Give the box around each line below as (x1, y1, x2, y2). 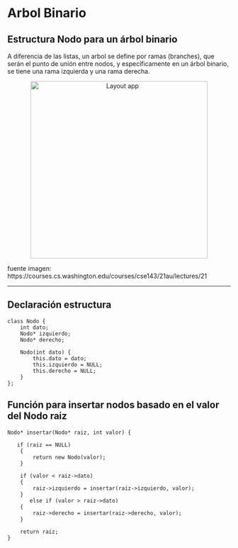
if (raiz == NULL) (16, 441, 72, 448)
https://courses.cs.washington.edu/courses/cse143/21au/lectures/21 (7, 272, 208, 280)
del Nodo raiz (7, 410, 67, 423)
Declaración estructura (7, 299, 112, 311)
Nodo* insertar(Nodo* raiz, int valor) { (7, 429, 132, 436)
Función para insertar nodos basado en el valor (7, 399, 220, 411)
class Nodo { (7, 318, 46, 325)
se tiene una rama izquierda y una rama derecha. (7, 67, 150, 75)
